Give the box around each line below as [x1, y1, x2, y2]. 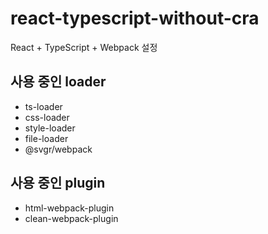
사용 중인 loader [10, 73, 107, 91]
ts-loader [24, 100, 63, 112]
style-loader [24, 122, 76, 134]
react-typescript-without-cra [10, 7, 260, 30]
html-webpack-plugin [24, 202, 115, 214]
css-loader [24, 111, 70, 123]
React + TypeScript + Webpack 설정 [10, 41, 158, 53]
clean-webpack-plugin [24, 212, 119, 224]
